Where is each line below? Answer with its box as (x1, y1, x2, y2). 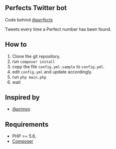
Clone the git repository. (12, 53, 61, 59)
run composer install (12, 58, 55, 64)
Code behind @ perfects (5, 17, 53, 22)
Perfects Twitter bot (5, 4, 67, 12)
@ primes (12, 106, 31, 112)
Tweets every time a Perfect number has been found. (5, 26, 112, 32)
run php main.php (12, 74, 47, 80)
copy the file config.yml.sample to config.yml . (12, 63, 105, 70)
